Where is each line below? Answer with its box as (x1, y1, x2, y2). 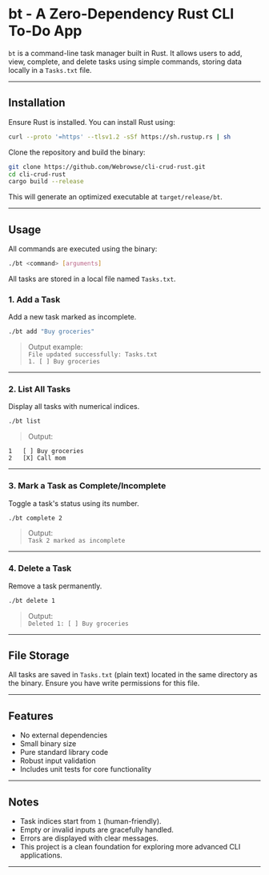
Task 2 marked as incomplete (27, 537, 126, 545)
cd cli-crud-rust (8, 170, 66, 179)
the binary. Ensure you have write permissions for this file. (8, 678, 200, 688)
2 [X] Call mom (8, 454, 66, 463)
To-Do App (8, 22, 82, 40)
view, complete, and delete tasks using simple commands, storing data (8, 57, 243, 66)
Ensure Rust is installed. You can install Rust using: (8, 117, 176, 126)
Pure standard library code (19, 748, 109, 757)
